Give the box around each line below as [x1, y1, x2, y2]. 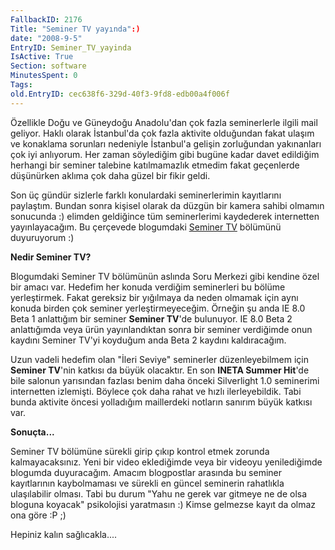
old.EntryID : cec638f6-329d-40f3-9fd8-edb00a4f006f [10, 89, 230, 99]
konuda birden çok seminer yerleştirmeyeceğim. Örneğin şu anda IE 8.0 [10, 302, 306, 314]
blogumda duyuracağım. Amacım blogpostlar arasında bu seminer [10, 466, 283, 478]
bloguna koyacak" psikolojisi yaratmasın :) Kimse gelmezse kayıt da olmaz [10, 498, 317, 510]
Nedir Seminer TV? [10, 251, 92, 263]
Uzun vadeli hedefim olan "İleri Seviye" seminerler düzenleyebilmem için [10, 353, 310, 365]
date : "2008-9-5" [10, 33, 83, 43]
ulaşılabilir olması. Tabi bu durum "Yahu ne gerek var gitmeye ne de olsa [10, 487, 308, 500]
